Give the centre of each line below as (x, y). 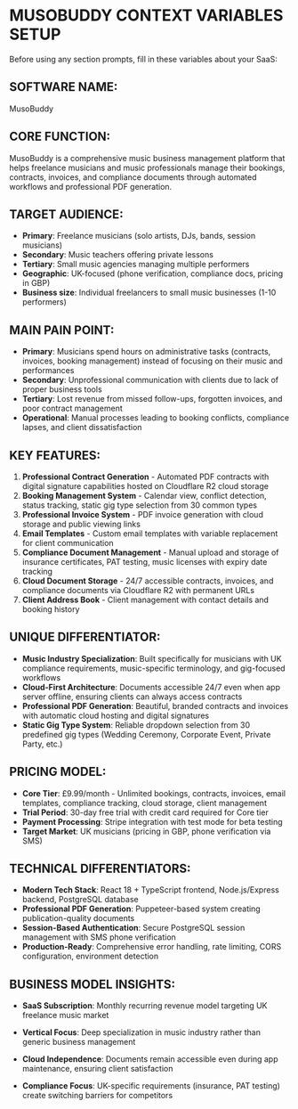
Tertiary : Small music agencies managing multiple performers (136, 265)
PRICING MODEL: (58, 772)
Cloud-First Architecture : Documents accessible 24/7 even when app (151, 687)
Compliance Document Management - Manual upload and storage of (150, 552)
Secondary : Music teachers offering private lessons (117, 255)
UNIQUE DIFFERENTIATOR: (85, 637)
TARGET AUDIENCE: (66, 214)
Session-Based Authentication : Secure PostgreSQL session (133, 928)
